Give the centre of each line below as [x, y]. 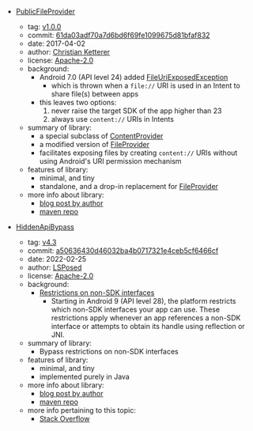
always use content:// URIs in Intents [112, 119]
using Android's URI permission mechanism [110, 161]
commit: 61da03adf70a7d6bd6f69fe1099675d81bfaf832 [119, 35]
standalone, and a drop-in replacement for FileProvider [129, 186]
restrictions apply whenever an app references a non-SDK [146, 318]
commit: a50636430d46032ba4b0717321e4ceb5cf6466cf [123, 251]
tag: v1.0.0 [44, 26]
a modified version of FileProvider [94, 144]
